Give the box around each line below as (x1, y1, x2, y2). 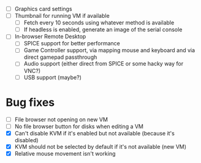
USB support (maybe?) (23, 74, 82, 81)
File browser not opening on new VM (14, 116, 108, 123)
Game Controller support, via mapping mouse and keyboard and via (23, 47, 195, 54)
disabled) (14, 136, 39, 143)
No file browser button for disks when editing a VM (14, 123, 144, 130)
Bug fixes (6, 95, 55, 109)
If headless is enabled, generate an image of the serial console (23, 26, 183, 33)
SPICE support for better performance (23, 40, 120, 47)
